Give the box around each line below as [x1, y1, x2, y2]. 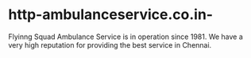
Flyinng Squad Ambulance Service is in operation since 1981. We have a [8, 32, 244, 41]
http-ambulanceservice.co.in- [8, 6, 213, 24]
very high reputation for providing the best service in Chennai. [8, 40, 212, 49]
